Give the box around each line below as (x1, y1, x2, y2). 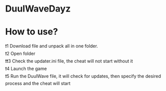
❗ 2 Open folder (5, 51, 36, 57)
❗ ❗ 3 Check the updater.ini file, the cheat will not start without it (5, 58, 133, 64)
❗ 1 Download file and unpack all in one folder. (5, 43, 98, 49)
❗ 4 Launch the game (5, 66, 47, 72)
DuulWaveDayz (5, 3, 71, 15)
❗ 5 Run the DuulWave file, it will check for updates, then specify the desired (5, 73, 161, 79)
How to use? (5, 26, 58, 38)
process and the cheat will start (5, 80, 70, 86)
